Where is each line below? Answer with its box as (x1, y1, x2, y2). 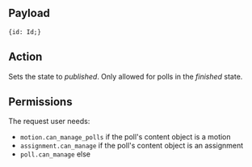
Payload (8, 6, 51, 20)
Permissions (8, 95, 73, 109)
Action (8, 50, 43, 64)
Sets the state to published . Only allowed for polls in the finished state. (8, 71, 243, 81)
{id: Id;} (8, 28, 42, 36)
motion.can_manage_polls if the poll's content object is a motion (19, 132, 232, 142)
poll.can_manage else (19, 149, 91, 159)
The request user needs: (8, 117, 90, 126)
